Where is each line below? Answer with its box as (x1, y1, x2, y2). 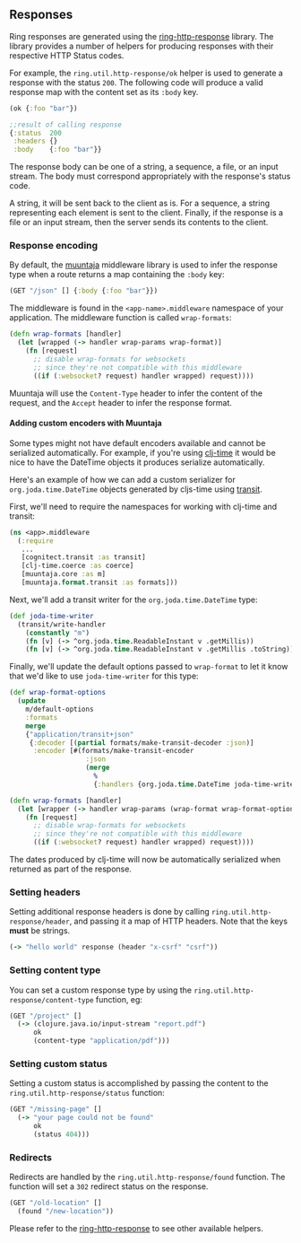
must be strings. (9, 925, 71, 936)
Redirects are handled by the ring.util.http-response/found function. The (9, 1171, 286, 1183)
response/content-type (9, 995, 94, 1004)
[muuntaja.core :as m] (21, 570, 106, 579)
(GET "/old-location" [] (9, 1198, 102, 1208)
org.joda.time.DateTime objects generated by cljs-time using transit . (9, 484, 262, 495)
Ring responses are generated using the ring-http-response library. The (9, 31, 274, 41)
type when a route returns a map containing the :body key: (9, 269, 226, 280)
